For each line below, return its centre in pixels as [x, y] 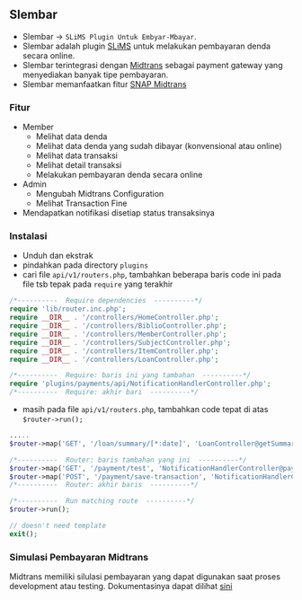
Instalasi [28, 236]
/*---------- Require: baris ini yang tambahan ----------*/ [130, 375]
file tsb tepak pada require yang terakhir [98, 284]
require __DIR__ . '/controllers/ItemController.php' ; [114, 351]
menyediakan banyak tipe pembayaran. [95, 75]
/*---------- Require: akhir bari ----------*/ [104, 393]
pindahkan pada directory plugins [85, 265]
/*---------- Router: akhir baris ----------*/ [104, 485]
